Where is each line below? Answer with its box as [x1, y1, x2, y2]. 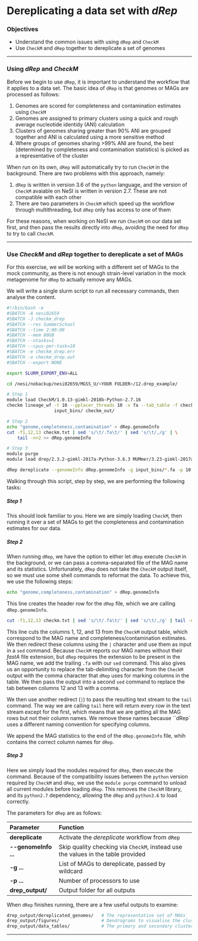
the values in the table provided [58, 850, 146, 858]
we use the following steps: [6, 578, 73, 585]
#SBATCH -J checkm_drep [6, 316, 65, 322]
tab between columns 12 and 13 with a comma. [6, 684, 120, 691]
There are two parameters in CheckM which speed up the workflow [15, 200, 175, 207]
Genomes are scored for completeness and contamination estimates [15, 102, 182, 109]
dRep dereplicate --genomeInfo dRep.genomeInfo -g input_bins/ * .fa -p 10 [6, 467, 192, 473]
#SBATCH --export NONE [6, 360, 62, 366]
